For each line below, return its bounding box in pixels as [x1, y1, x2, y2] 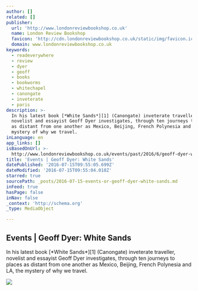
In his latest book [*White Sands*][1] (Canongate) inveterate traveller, [6, 248, 176, 255]
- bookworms [11, 80, 41, 86]
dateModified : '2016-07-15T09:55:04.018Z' [6, 167, 112, 174]
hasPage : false [6, 189, 44, 195]
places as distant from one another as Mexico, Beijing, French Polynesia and [6, 260, 192, 268]
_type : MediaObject [6, 206, 54, 212]
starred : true [6, 173, 41, 179]
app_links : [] [6, 140, 41, 146]
